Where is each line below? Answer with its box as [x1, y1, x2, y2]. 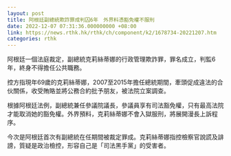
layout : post [7, 10, 45, 17]
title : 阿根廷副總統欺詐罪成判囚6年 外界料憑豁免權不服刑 [7, 16, 155, 23]
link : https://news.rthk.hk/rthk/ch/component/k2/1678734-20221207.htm [7, 29, 217, 36]
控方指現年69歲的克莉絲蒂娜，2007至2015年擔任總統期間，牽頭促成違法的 [7, 78, 218, 86]
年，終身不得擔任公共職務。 [7, 64, 86, 72]
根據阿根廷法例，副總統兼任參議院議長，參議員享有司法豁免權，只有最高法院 [7, 101, 224, 109]
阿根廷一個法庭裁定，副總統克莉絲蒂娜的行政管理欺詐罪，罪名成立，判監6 [7, 55, 216, 64]
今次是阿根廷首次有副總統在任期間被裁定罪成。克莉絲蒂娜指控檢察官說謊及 [7, 133, 218, 141]
